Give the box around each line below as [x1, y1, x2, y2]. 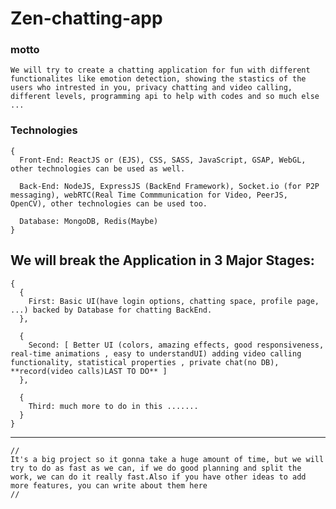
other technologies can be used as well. [10, 163, 186, 174]
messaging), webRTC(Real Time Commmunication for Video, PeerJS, [10, 190, 288, 200]
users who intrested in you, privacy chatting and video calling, [10, 83, 293, 93]
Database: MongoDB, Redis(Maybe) [19, 216, 159, 226]
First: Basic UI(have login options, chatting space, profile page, [28, 296, 320, 306]
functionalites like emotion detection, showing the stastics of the [10, 74, 307, 84]
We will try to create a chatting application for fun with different [10, 65, 311, 76]
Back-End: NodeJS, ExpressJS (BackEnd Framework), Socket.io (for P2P [19, 181, 320, 191]
